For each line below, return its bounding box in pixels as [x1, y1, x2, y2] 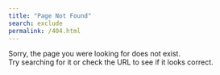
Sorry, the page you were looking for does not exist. [8, 49, 181, 59]
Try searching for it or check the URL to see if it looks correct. [8, 57, 214, 67]
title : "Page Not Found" [8, 11, 92, 20]
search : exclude [8, 19, 63, 27]
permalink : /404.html [8, 27, 81, 35]
